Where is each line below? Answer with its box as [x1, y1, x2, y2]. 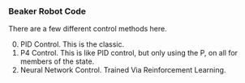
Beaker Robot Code [8, 6, 87, 17]
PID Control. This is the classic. [19, 39, 124, 49]
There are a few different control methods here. [8, 24, 168, 34]
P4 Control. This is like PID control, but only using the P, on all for [19, 48, 238, 58]
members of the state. [19, 56, 95, 66]
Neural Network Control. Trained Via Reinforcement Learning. [19, 65, 226, 75]
